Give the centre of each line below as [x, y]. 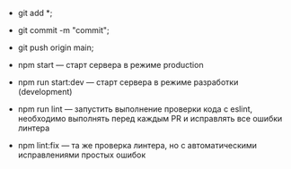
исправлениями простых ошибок [82, 155]
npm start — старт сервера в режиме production [110, 65]
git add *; [35, 13]
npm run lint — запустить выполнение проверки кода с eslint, [135, 109]
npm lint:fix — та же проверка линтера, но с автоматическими [137, 145]
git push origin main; [56, 47]
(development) [45, 92]
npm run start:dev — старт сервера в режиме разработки [128, 82]
